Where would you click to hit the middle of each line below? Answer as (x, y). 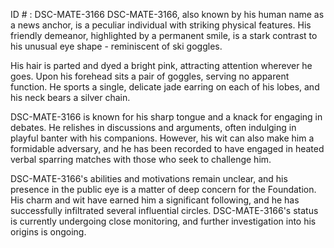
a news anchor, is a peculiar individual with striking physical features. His (161, 25)
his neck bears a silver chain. (70, 97)
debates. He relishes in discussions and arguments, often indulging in (153, 127)
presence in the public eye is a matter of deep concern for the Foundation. (163, 189)
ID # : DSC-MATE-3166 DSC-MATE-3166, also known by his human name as (167, 14)
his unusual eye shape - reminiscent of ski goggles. (116, 46)
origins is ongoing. (48, 232)
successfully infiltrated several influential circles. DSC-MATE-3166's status (164, 210)
